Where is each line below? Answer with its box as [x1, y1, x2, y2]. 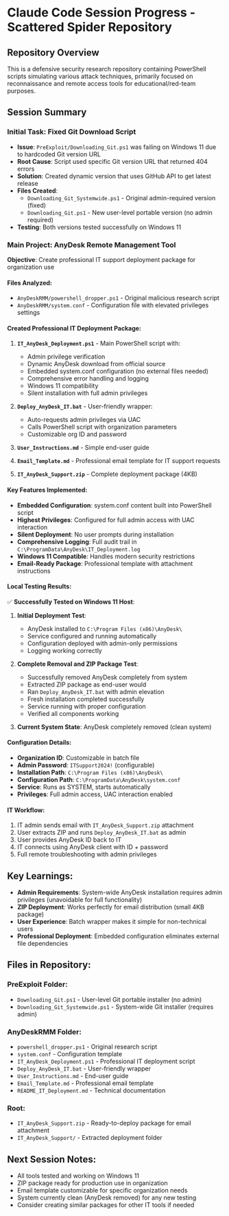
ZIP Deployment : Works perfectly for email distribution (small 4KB [16, 903, 204, 911]
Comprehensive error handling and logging [27, 374, 149, 383]
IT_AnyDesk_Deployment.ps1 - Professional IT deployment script [16, 1058, 195, 1065]
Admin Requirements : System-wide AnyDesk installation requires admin [16, 888, 223, 896]
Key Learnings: [7, 870, 73, 882]
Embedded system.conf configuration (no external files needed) [27, 367, 209, 375]
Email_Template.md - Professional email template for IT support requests [16, 457, 221, 465]
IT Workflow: [7, 806, 45, 814]
